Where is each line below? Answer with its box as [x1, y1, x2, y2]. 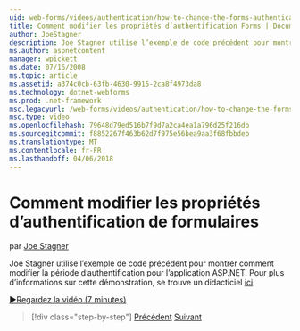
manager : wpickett [9, 54, 78, 63]
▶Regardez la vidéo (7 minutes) [9, 294, 127, 305]
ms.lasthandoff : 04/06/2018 [9, 153, 114, 163]
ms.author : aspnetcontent [9, 46, 105, 55]
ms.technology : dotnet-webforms [9, 87, 129, 96]
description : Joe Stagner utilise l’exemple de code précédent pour [9, 37, 270, 47]
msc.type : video [9, 112, 70, 121]
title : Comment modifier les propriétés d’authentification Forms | [9, 21, 270, 30]
